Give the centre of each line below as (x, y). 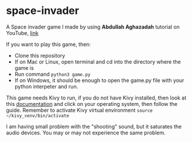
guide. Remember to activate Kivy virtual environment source (80, 110)
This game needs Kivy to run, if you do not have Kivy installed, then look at (96, 98)
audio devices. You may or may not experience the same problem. (86, 133)
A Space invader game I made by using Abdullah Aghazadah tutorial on (93, 27)
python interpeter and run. (46, 86)
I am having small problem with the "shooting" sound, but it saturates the (94, 126)
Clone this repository (40, 55)
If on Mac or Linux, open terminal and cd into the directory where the (98, 62)
